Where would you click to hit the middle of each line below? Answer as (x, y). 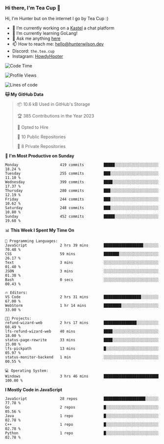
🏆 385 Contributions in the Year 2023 (56, 116)
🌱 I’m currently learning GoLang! (45, 33)
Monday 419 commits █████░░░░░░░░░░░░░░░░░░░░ (82, 165)
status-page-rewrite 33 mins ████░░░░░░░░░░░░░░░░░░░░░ (82, 340)
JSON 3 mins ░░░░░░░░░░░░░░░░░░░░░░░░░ (82, 271)
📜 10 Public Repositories (41, 137)
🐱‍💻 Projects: (18, 319)
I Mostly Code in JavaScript (34, 390)
